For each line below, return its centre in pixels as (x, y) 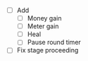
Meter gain (43, 26)
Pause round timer (54, 43)
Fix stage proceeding (48, 50)
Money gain (44, 18)
